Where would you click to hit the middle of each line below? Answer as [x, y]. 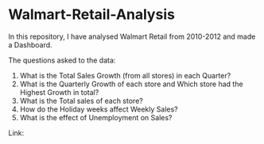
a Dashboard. [31, 44]
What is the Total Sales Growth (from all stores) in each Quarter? [125, 75]
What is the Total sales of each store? [81, 100]
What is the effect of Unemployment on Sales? [96, 117]
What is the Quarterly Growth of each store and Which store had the [132, 84]
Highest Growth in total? [59, 92]
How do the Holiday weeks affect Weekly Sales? [99, 109]
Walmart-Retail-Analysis [91, 15]
